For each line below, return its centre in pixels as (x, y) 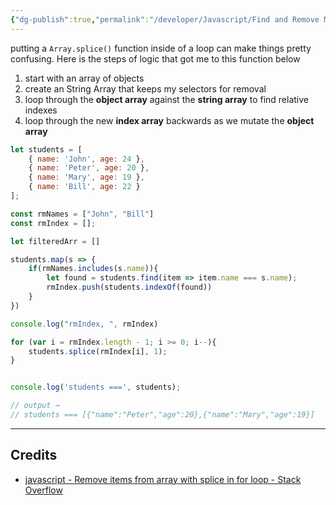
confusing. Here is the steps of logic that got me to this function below (155, 58)
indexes (41, 110)
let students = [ (46, 149)
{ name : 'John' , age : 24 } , (86, 159)
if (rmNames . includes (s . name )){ (93, 269)
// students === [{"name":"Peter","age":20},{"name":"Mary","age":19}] (162, 415)
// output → (35, 406)
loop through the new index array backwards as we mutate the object (169, 120)
